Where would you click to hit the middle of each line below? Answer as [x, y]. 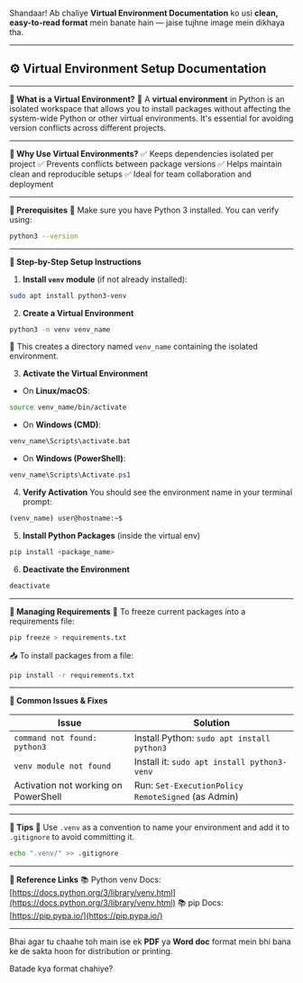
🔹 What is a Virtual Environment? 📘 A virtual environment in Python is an [147, 99]
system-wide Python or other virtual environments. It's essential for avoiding [151, 118]
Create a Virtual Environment [78, 313]
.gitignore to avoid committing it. [72, 837]
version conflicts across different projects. [88, 127]
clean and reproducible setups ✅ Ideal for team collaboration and [131, 174]
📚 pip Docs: [200, 903]
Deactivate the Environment [76, 569]
